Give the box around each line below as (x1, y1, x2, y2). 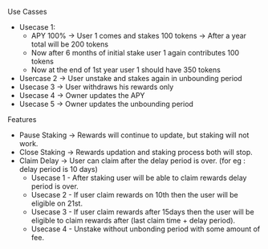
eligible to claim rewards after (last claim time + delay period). (30, 216, 236, 225)
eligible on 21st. (30, 198, 83, 208)
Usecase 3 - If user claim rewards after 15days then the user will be (30, 207, 254, 216)
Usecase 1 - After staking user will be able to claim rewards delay (30, 173, 247, 182)
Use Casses (7, 7, 47, 16)
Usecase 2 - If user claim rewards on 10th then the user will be (30, 190, 238, 199)
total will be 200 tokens (30, 39, 109, 49)
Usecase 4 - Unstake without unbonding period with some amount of (30, 224, 261, 234)
